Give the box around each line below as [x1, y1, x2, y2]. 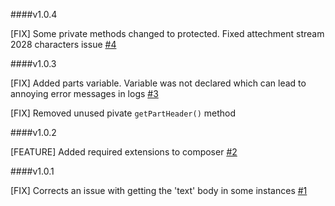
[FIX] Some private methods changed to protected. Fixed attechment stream [10, 28, 325, 39]
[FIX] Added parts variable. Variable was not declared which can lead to [10, 77, 307, 89]
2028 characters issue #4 [10, 39, 117, 50]
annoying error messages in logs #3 [10, 88, 159, 99]
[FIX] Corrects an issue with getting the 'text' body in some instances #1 [10, 185, 308, 196]
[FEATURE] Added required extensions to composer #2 [10, 146, 238, 158]
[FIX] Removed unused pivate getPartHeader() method [10, 107, 236, 119]
